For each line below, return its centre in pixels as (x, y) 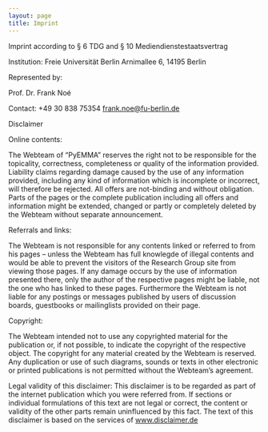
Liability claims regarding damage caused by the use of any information (126, 172)
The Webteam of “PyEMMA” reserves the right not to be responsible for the (132, 155)
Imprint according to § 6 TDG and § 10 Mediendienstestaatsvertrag (118, 46)
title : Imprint (34, 23)
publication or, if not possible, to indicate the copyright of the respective (127, 345)
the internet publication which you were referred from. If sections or (120, 394)
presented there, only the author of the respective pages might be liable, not (134, 279)
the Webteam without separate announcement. (86, 214)
